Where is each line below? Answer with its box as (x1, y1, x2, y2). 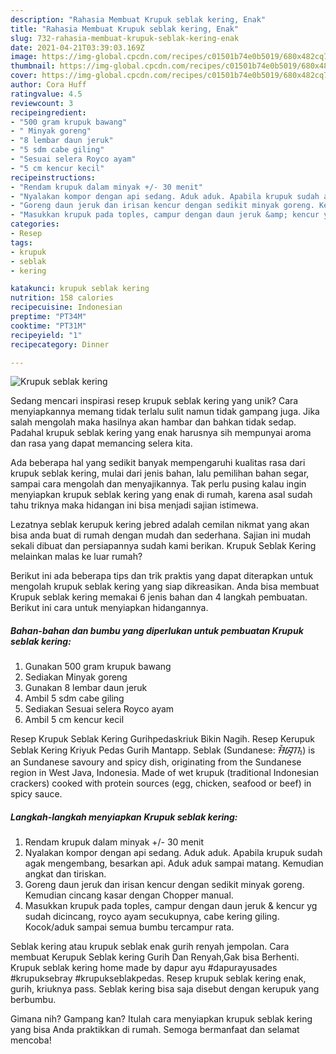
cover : (10, 71, 38, 81)
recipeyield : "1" (10, 330, 83, 340)
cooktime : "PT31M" (10, 321, 87, 331)
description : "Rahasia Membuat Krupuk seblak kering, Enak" (10, 14, 267, 25)
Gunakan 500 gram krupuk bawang (24, 661, 172, 673)
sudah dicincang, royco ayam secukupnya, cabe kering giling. (24, 911, 280, 923)
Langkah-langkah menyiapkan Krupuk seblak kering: (10, 811, 238, 823)
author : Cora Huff (10, 80, 87, 90)
